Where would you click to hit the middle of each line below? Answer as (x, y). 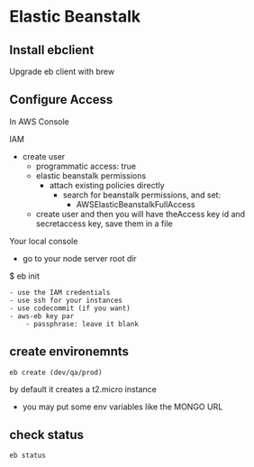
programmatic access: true (86, 166)
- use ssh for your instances (66, 300)
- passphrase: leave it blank (82, 324)
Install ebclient (52, 50)
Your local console (44, 241)
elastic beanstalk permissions (91, 175)
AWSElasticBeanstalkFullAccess (136, 204)
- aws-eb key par (42, 316)
